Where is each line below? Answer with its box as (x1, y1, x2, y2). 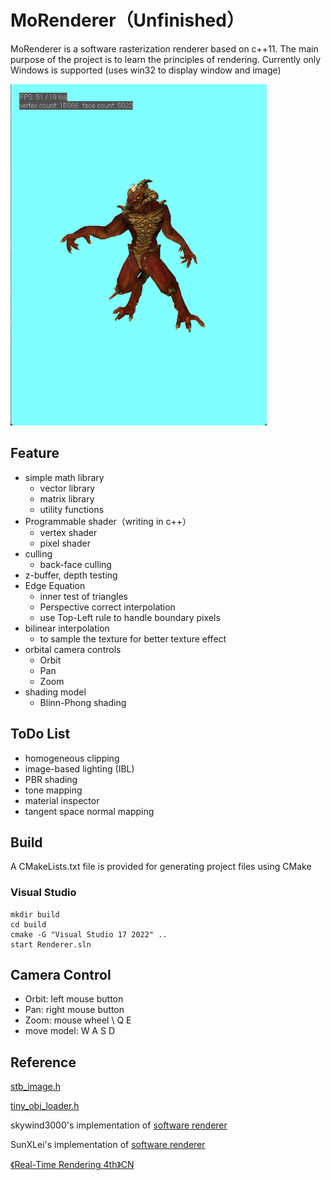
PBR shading (24, 773, 78, 785)
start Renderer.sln (10, 939, 92, 950)
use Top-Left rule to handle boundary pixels (39, 611, 221, 623)
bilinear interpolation (24, 622, 110, 634)
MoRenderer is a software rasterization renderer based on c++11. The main (10, 42, 319, 55)
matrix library (39, 492, 95, 505)
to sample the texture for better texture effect (39, 632, 227, 645)
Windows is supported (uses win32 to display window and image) (10, 64, 282, 76)
